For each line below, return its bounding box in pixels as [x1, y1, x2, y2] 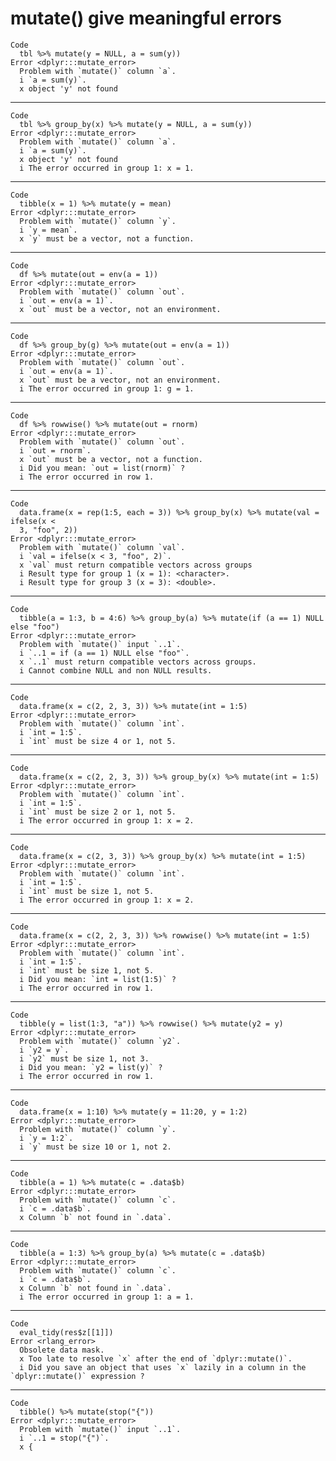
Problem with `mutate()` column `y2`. [19, 1036, 182, 1046]
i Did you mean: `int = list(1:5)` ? [19, 974, 177, 984]
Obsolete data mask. [19, 1345, 105, 1355]
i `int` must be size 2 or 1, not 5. [19, 807, 177, 817]
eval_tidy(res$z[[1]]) [19, 1327, 114, 1337]
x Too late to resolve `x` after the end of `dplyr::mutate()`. [19, 1353, 293, 1364]
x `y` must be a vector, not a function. [19, 233, 195, 244]
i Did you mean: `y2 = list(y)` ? [19, 1062, 163, 1072]
